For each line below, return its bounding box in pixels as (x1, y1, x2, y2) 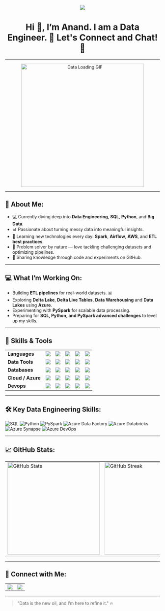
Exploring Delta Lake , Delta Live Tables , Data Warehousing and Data (12, 297, 154, 303)
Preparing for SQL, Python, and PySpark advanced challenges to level (12, 312, 157, 318)
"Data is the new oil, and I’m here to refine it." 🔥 (17, 600, 113, 606)
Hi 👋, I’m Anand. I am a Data (25, 22, 140, 33)
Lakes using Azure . (12, 302, 53, 308)
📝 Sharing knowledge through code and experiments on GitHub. (12, 254, 142, 260)
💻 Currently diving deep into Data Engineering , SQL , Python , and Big (12, 213, 155, 219)
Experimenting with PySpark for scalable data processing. (12, 307, 131, 313)
